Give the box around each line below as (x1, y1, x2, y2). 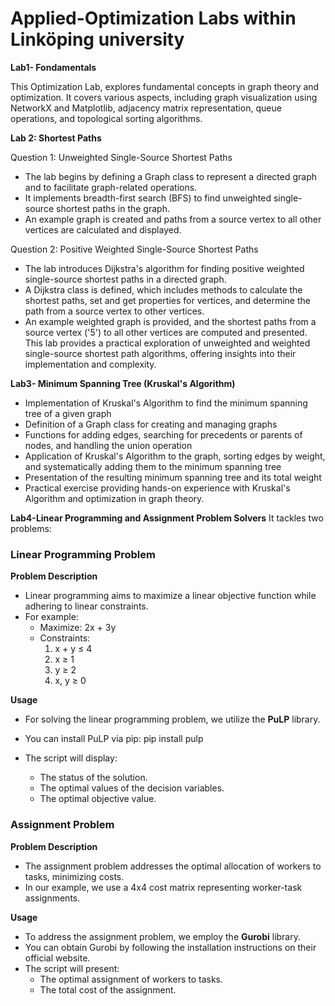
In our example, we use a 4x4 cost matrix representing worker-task (24, 881, 303, 893)
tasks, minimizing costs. (24, 870, 125, 882)
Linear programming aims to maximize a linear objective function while (24, 590, 317, 602)
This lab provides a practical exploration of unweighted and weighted (24, 337, 311, 349)
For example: (24, 611, 79, 623)
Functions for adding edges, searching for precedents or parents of (24, 428, 303, 441)
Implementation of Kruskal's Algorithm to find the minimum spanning (24, 397, 308, 409)
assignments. (24, 892, 81, 904)
